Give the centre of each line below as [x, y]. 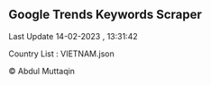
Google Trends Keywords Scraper [105, 15]
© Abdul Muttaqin [42, 71]
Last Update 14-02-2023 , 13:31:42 [73, 36]
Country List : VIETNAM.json [61, 54]
